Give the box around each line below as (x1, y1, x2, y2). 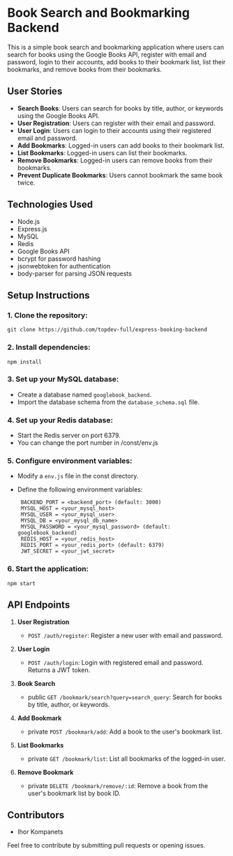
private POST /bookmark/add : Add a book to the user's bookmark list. (27, 727, 223, 736)
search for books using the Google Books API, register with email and (7, 50, 207, 59)
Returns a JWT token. (27, 666, 91, 674)
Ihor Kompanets (17, 827, 63, 836)
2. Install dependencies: (7, 343, 91, 352)
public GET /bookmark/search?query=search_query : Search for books (27, 692, 223, 701)
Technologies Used (7, 199, 93, 211)
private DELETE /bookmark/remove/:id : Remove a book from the (27, 781, 209, 790)
